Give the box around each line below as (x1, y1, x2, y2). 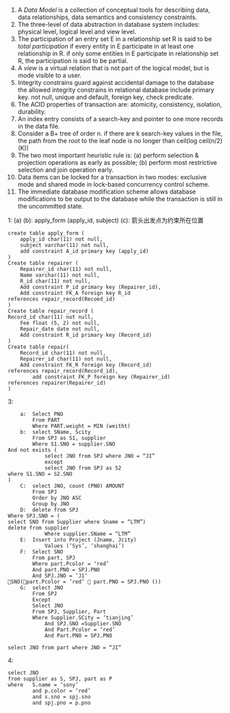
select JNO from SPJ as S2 (44, 465, 122, 471)
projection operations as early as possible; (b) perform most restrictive (17, 159, 218, 166)
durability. (17, 107, 47, 116)
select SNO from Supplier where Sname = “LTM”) (8, 519, 146, 526)
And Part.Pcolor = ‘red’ (44, 626, 116, 633)
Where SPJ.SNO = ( (8, 513, 60, 519)
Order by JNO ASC (32, 495, 81, 502)
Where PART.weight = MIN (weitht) (32, 423, 131, 430)
